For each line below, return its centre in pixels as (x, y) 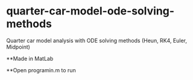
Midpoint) (18, 47)
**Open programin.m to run (41, 70)
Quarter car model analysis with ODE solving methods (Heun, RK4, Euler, (97, 40)
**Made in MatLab (30, 58)
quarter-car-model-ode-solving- (90, 11)
